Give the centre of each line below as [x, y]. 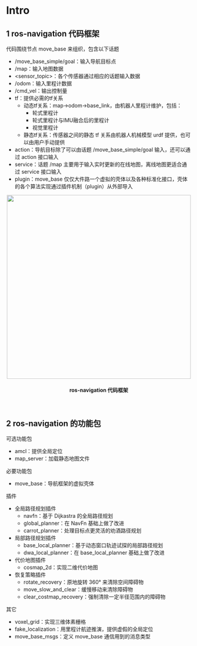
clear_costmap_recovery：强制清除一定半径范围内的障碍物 [94, 597]
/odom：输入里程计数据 [43, 83]
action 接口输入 [40, 157]
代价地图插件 [30, 560]
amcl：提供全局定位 [39, 451]
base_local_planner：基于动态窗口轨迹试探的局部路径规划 [93, 545]
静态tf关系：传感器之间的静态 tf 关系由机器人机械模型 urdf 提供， [102, 135]
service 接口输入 [41, 172]
